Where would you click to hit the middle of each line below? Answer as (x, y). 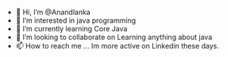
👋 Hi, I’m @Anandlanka (53, 12)
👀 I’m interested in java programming (76, 20)
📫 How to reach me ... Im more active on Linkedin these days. (117, 46)
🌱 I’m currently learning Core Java (71, 29)
